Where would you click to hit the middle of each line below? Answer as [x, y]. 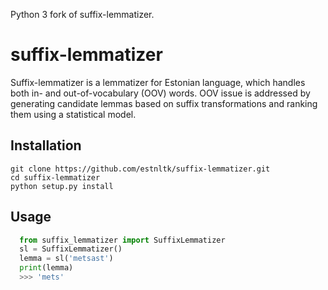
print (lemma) [46, 268]
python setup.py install [62, 186]
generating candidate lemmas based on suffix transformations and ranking [164, 103]
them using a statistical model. [73, 114]
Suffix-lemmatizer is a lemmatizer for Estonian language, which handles [158, 82]
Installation [46, 145]
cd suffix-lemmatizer [55, 177]
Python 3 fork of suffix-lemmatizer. [82, 14]
